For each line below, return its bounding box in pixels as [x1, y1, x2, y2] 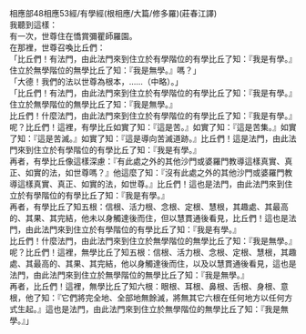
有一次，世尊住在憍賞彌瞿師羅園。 [9, 31, 138, 41]
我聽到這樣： [9, 19, 57, 30]
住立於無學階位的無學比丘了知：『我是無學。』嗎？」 [9, 65, 201, 76]
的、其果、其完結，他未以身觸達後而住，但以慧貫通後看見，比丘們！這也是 [9, 213, 289, 223]
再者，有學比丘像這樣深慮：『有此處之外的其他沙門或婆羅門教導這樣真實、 [9, 156, 285, 167]
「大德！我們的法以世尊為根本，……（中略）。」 [9, 76, 184, 86]
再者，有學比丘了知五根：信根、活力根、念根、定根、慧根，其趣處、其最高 [9, 201, 289, 212]
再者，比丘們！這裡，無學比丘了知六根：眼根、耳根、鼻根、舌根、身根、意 [9, 281, 289, 291]
